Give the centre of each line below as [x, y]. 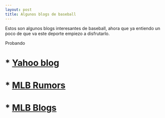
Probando [15, 43]
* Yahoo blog [32, 63]
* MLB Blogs [31, 108]
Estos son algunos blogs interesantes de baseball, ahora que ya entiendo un [83, 28]
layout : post [19, 10]
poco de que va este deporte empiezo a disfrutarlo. [58, 33]
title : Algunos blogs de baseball [41, 14]
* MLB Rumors [35, 85]
